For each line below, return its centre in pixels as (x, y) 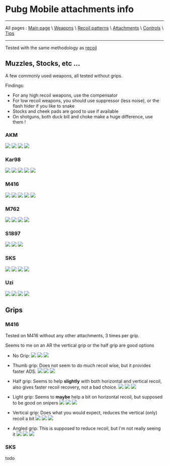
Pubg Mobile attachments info (70, 9)
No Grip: (21, 355)
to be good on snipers (35, 403)
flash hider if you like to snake (44, 106)
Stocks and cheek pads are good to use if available (65, 111)
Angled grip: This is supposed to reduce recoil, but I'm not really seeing (87, 428)
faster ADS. (24, 371)
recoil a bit (23, 418)
